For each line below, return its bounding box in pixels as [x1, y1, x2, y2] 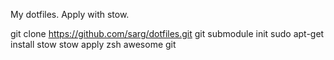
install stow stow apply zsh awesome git [10, 39, 177, 50]
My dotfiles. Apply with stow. [10, 9, 130, 20]
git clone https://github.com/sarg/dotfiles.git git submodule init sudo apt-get [10, 28, 325, 39]
